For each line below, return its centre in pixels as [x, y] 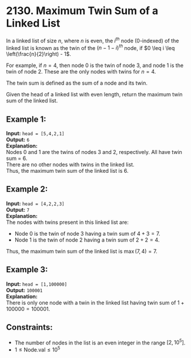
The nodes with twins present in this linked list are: [68, 222]
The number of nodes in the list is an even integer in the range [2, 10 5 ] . [100, 342]
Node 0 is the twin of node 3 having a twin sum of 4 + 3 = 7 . [87, 233]
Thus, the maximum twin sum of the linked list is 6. [67, 171]
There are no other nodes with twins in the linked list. [70, 165]
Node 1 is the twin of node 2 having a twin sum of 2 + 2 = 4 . [87, 240]
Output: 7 [18, 209]
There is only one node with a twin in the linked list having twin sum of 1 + [95, 302]
